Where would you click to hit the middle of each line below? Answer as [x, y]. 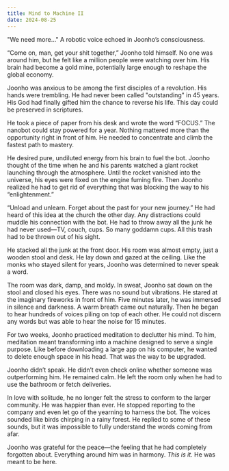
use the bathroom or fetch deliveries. [59, 384]
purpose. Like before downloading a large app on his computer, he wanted [112, 349]
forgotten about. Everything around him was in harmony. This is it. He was [111, 454]
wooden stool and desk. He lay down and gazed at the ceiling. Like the [107, 257]
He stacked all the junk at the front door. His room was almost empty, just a [113, 250]
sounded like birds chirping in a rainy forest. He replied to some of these [109, 419]
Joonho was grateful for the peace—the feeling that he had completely [107, 447]
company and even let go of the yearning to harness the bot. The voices [109, 412]
